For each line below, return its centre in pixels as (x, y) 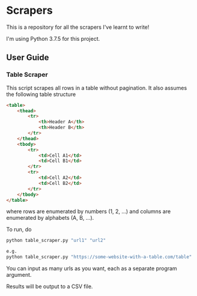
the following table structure (41, 94)
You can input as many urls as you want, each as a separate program (92, 268)
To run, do (19, 229)
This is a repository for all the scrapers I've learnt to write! (78, 27)
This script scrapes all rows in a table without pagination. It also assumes (97, 88)
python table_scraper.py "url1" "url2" (56, 241)
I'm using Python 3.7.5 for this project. (53, 38)
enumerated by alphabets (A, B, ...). (50, 218)
